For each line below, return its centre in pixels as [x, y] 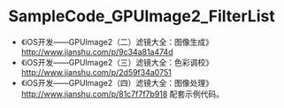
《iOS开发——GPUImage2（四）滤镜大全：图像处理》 [117, 82]
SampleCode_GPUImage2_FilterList [142, 16]
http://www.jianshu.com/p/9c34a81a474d [97, 51]
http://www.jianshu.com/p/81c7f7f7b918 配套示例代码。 [123, 94]
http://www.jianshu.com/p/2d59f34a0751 [96, 72]
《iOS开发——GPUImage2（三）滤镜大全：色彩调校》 [117, 62]
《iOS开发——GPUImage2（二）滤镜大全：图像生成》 [117, 42]
